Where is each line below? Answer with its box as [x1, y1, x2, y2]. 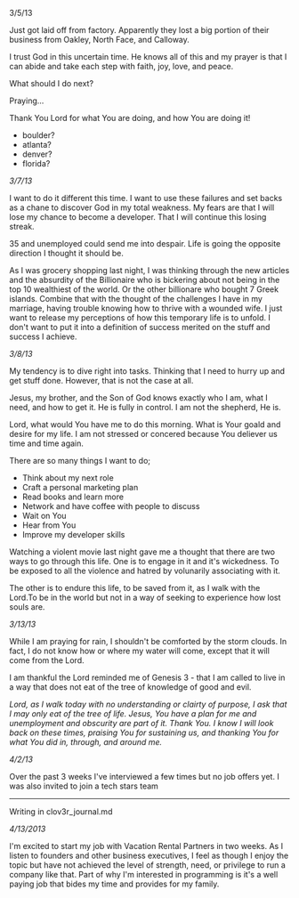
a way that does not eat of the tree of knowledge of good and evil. [9, 682, 252, 692]
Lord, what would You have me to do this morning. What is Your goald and [9, 419, 281, 430]
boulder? [21, 130, 55, 141]
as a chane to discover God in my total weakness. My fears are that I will [9, 202, 275, 213]
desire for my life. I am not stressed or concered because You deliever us [9, 429, 278, 439]
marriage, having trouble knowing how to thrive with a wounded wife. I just [9, 303, 283, 313]
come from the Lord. [9, 655, 85, 666]
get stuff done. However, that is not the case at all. [9, 376, 194, 385]
